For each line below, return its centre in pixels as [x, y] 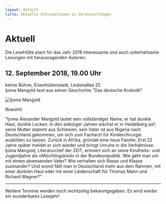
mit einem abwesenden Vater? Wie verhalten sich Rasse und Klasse [74, 161]
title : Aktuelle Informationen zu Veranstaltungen [58, 14]
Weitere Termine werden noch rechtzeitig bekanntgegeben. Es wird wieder [81, 191]
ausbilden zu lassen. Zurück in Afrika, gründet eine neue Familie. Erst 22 [79, 140]
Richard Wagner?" [23, 177]
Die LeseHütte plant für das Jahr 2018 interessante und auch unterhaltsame [82, 52]
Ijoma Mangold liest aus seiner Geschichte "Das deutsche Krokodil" [74, 90]
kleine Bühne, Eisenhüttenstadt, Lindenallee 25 [53, 85]
